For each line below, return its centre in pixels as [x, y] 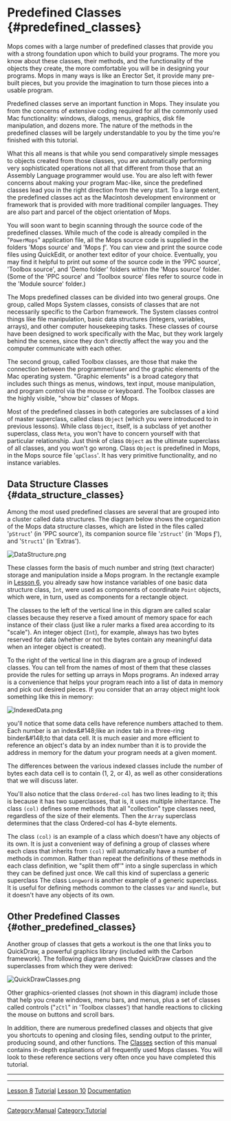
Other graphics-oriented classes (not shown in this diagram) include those [112, 992]
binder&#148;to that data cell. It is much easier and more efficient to [103, 738]
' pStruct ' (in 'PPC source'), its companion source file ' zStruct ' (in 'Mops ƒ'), [114, 533]
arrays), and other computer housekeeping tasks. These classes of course [113, 326]
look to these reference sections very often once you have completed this [112, 1057]
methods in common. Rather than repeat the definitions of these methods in [114, 858]
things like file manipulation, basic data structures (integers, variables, [106, 319]
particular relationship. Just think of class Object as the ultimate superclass [113, 440]
